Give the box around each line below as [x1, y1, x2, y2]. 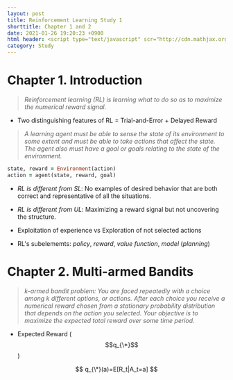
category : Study [7, 42, 54, 49]
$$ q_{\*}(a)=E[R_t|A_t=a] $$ [75, 365, 158, 373]
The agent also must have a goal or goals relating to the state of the [24, 144, 220, 153]
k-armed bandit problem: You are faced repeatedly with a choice [24, 286, 211, 295]
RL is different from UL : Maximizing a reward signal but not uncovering [17, 205, 220, 213]
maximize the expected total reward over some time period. [24, 316, 196, 324]
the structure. [17, 213, 57, 221]
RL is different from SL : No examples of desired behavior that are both [17, 184, 218, 192]
